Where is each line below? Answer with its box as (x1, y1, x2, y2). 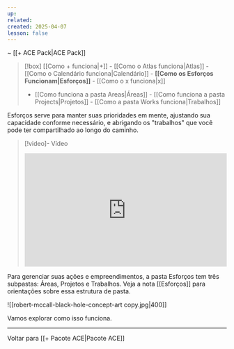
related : (7, 17, 33, 24)
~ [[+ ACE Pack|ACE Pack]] (7, 49, 86, 57)
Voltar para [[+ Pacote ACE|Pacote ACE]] (7, 334, 125, 343)
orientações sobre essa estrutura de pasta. (7, 287, 131, 295)
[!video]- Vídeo (24, 140, 68, 148)
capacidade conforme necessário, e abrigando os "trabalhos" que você (7, 119, 213, 127)
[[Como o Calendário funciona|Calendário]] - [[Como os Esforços (24, 70, 214, 78)
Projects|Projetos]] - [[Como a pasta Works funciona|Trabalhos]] (34, 98, 221, 106)
